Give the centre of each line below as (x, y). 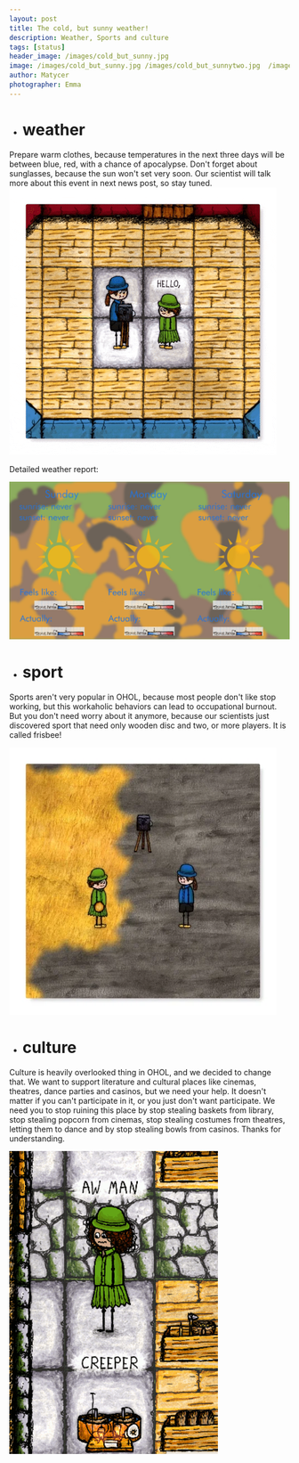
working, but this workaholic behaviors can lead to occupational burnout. (143, 707)
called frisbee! (36, 735)
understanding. (37, 1139)
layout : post (33, 19)
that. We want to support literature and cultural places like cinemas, (133, 1082)
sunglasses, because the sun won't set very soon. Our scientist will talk (140, 173)
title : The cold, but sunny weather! (79, 28)
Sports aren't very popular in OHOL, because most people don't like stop (143, 697)
